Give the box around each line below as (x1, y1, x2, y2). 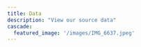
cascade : (7, 23, 33, 30)
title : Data (7, 10, 42, 17)
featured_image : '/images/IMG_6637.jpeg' (13, 29, 135, 37)
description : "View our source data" (7, 17, 117, 23)
